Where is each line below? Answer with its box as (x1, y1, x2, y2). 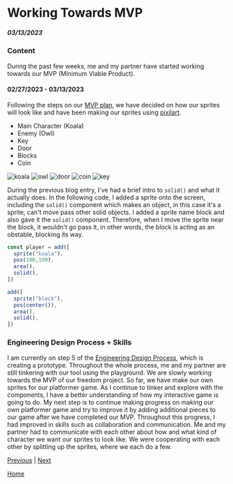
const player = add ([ (7, 243, 70, 250)
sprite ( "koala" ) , (13, 250, 64, 257)
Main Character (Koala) (17, 121, 84, 130)
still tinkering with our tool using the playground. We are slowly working (7, 368, 212, 377)
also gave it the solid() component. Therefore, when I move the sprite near (7, 215, 224, 224)
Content (7, 46, 36, 56)
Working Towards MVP (7, 5, 143, 21)
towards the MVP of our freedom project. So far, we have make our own (7, 375, 214, 384)
